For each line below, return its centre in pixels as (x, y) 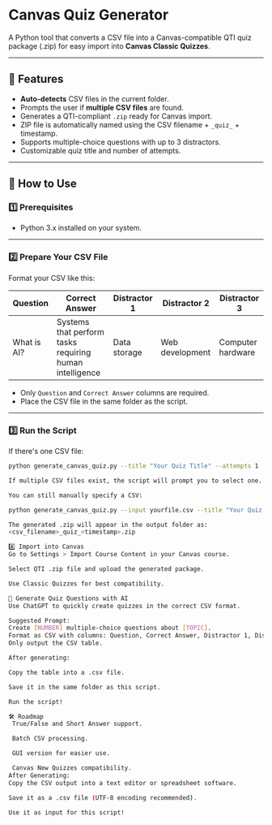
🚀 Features (36, 79)
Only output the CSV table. (56, 643)
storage (128, 352)
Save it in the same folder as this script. (85, 687)
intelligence (79, 373)
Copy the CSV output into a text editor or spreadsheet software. (123, 783)
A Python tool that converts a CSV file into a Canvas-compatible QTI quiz (130, 37)
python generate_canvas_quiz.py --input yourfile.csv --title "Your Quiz (136, 510)
